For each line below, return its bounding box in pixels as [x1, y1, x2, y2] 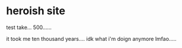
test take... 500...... [6, 24, 52, 31]
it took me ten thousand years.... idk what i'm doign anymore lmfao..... [6, 35, 177, 42]
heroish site [6, 4, 66, 18]
